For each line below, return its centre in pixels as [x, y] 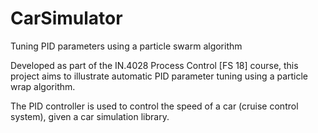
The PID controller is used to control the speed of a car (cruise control [154, 106]
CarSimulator [66, 18]
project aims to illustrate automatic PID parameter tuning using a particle [159, 76]
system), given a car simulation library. [90, 116]
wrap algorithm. [43, 86]
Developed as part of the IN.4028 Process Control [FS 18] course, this [154, 65]
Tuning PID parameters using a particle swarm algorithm [126, 46]
